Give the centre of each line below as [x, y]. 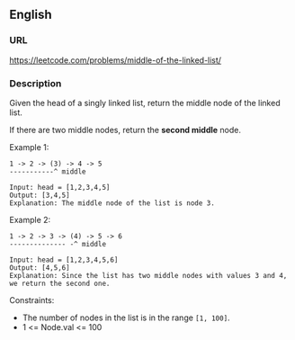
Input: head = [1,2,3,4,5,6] [64, 260]
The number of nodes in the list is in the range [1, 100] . [126, 318]
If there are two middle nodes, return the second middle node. [125, 130]
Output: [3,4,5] [40, 195]
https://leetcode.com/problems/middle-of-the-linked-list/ [116, 60]
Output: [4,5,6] [40, 268]
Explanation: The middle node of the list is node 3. [112, 203]
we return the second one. [60, 283]
